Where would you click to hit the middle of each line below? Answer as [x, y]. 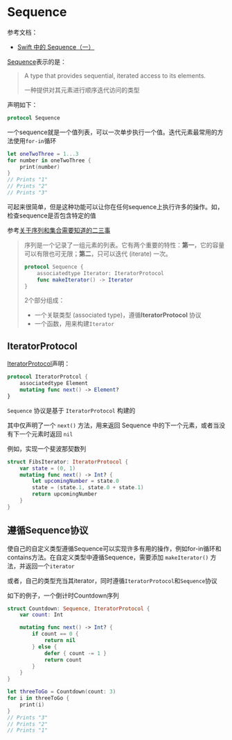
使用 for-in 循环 [35, 140]
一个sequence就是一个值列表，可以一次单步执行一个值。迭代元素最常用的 [112, 132]
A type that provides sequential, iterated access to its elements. [115, 75]
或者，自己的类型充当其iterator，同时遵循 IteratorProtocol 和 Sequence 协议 [113, 580]
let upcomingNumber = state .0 [75, 481]
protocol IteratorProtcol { [48, 377]
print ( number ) [40, 167]
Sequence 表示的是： [37, 61]
